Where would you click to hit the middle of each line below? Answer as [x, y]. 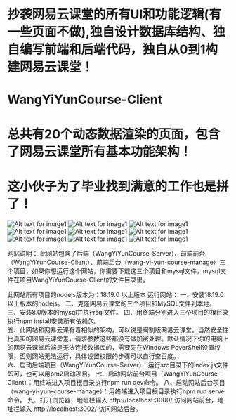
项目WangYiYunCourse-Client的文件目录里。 [84, 280]
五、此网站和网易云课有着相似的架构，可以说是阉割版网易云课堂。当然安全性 [118, 329]
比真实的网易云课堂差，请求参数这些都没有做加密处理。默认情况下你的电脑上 [118, 339]
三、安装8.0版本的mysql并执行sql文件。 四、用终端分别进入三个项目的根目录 [118, 312]
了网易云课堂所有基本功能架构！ [100, 151]
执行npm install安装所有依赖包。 [54, 321]
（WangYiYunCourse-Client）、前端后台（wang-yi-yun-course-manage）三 [117, 262]
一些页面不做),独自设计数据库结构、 [110, 32]
